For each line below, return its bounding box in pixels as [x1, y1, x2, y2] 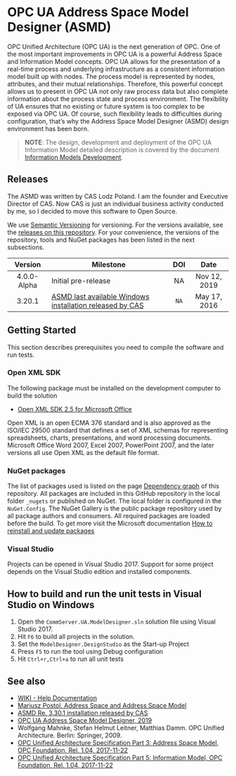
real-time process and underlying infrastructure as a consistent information [7, 65, 225, 73]
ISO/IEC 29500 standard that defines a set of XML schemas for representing [7, 426, 228, 434]
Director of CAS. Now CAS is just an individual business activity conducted [7, 199, 223, 208]
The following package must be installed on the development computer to [7, 383, 221, 392]
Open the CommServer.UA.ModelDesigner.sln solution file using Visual [17, 617, 216, 626]
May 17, [195, 291, 223, 301]
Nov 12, [195, 271, 223, 281]
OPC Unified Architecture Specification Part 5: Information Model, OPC [17, 754, 223, 762]
